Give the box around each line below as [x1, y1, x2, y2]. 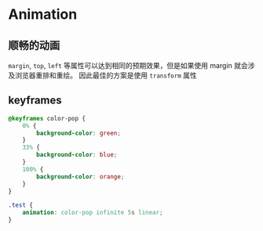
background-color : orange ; [36, 172, 125, 181]
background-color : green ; [36, 129, 122, 137]
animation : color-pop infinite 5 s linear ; [22, 209, 163, 217]
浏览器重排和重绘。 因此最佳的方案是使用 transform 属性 [14, 70, 198, 80]
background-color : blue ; [36, 151, 118, 159]
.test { [8, 201, 34, 209]
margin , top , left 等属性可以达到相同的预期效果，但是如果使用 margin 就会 [8, 61, 249, 70]
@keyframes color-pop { [8, 114, 86, 122]
